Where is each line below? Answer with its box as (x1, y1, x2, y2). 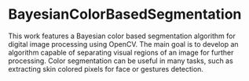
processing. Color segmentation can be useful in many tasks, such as (8, 56, 233, 65)
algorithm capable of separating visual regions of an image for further (8, 48, 234, 57)
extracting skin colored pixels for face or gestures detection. (8, 64, 204, 73)
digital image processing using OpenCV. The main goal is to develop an (8, 39, 239, 48)
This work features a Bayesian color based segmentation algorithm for (8, 31, 236, 40)
